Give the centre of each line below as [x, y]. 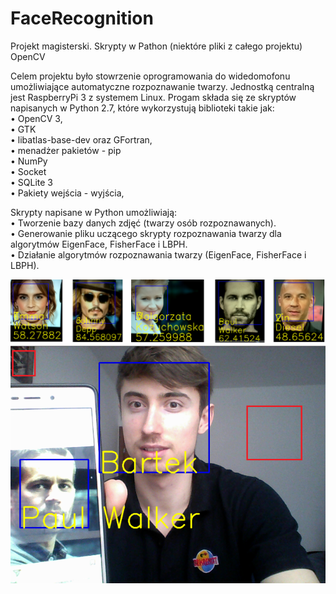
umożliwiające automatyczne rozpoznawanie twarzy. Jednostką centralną [162, 86]
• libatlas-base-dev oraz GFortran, [81, 139]
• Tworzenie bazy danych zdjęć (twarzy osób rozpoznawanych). [143, 223]
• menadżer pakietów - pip [66, 150]
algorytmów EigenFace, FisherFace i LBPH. [99, 244]
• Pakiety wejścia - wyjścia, [67, 193]
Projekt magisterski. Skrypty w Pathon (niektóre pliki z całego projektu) [156, 46]
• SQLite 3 [31, 182]
